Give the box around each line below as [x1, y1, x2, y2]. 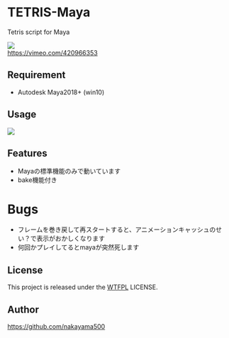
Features [7, 147, 48, 159]
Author [7, 303, 39, 315]
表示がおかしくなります [36, 235, 105, 243]
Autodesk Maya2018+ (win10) [17, 88, 105, 96]
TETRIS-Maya [7, 4, 91, 21]
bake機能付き [17, 176, 57, 184]
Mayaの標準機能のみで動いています [17, 167, 121, 176]
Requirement [7, 69, 66, 81]
